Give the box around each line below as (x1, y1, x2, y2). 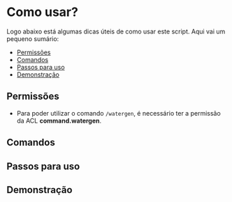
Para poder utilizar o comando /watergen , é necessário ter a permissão (16, 109, 221, 117)
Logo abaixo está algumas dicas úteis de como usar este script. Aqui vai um (6, 27, 226, 36)
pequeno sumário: (6, 34, 59, 42)
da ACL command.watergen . (16, 116, 102, 125)
